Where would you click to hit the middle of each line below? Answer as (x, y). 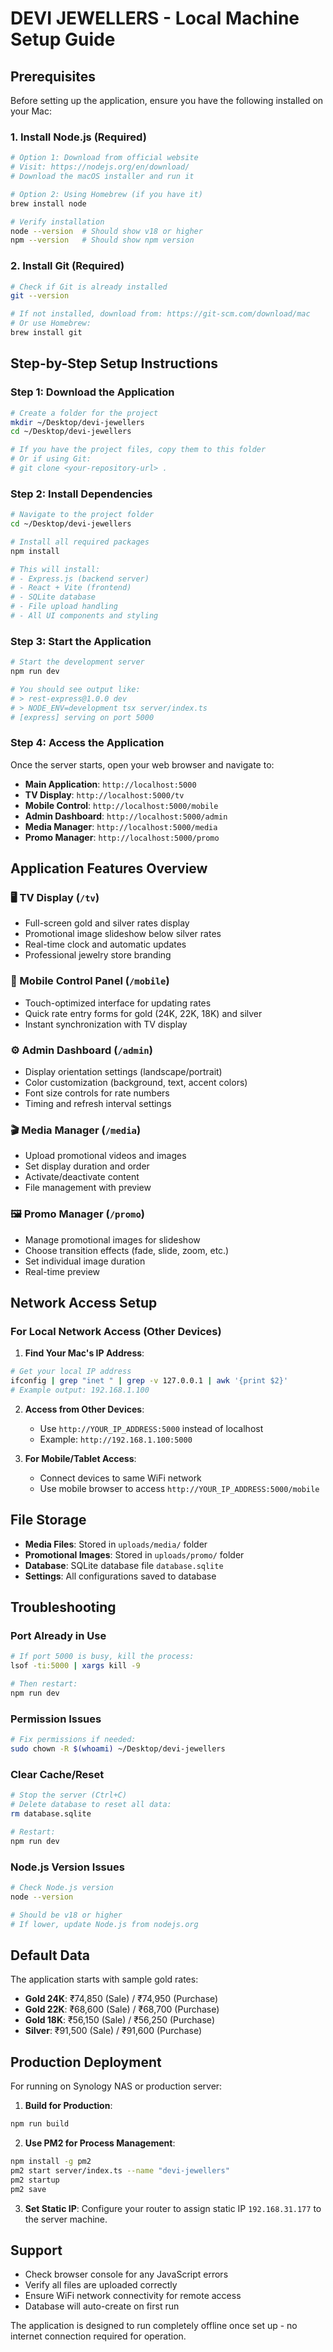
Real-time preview (62, 1271)
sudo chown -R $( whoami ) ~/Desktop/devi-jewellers (118, 1749)
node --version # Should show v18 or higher (106, 231)
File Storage (48, 1520)
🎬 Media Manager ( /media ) (76, 1130)
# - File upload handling (64, 607)
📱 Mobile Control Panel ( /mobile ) (90, 981)
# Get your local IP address (71, 1372)
